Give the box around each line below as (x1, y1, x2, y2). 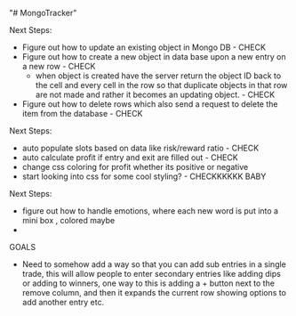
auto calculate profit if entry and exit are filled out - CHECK (21, 152, 238, 163)
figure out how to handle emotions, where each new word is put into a (21, 206, 278, 216)
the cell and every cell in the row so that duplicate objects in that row (35, 80, 288, 90)
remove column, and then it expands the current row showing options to (21, 288, 287, 297)
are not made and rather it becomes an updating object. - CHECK (35, 89, 276, 100)
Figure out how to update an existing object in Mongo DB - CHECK (21, 42, 267, 53)
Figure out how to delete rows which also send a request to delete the (21, 99, 278, 109)
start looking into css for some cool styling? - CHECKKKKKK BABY (21, 171, 267, 182)
